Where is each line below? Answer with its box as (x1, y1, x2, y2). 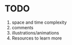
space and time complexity (11, 19, 67, 25)
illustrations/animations (11, 30, 60, 36)
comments (11, 24, 34, 30)
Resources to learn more (11, 35, 62, 41)
